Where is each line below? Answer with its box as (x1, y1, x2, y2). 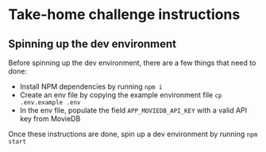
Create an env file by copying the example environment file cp (19, 90, 222, 100)
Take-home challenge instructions (8, 6, 241, 24)
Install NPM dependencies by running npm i (19, 82, 163, 91)
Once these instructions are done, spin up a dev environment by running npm (8, 129, 258, 139)
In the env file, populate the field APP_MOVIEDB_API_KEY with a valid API (19, 105, 248, 115)
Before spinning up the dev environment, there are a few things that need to (8, 58, 256, 67)
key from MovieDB (19, 114, 81, 123)
